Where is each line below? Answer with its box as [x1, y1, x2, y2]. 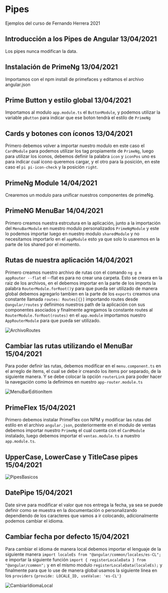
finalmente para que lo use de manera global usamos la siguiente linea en [5, 567, 157, 573]
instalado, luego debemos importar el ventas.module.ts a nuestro [5, 433, 140, 439]
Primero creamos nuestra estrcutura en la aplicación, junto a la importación [5, 220, 161, 226]
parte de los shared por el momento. [5, 241, 81, 247]
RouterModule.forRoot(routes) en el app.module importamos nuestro [5, 312, 146, 318]
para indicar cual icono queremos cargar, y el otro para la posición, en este [5, 159, 160, 165]
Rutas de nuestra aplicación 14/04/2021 [5, 256, 133, 265]
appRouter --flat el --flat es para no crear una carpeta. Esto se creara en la [5, 274, 162, 280]
